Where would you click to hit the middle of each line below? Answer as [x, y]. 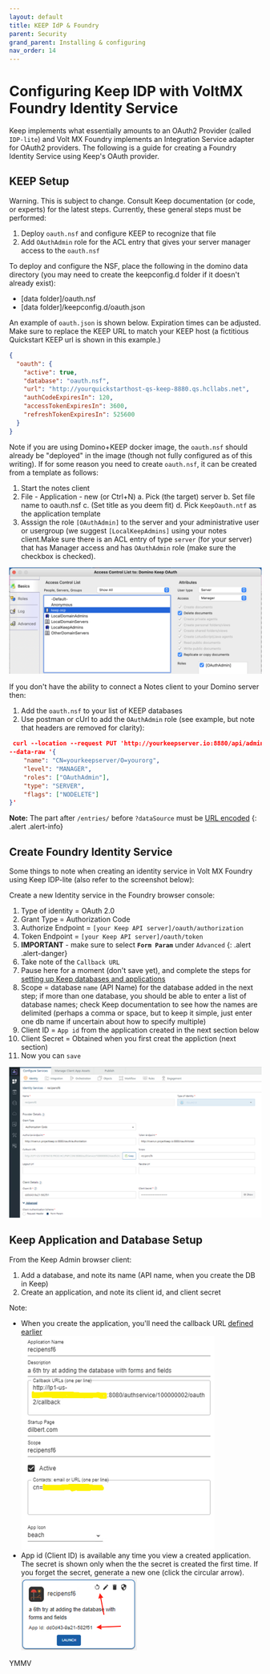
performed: [28, 217]
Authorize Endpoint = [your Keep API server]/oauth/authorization [132, 928]
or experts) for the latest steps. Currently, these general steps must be [125, 209]
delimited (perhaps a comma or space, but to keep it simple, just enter [136, 1013]
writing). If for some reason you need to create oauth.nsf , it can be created [133, 464]
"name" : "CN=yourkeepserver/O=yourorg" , [92, 760]
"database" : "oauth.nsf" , [67, 381]
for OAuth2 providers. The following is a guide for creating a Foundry [123, 148]
